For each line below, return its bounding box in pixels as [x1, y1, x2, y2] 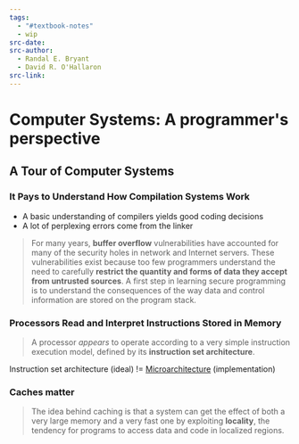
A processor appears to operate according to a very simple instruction [30, 336, 291, 348]
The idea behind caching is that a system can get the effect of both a [30, 407, 286, 417]
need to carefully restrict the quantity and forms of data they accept [30, 266, 288, 276]
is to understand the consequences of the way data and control [30, 284, 265, 295]
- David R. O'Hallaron [17, 63, 102, 72]
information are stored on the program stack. [30, 294, 196, 305]
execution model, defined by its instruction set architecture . [30, 346, 255, 357]
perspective [9, 128, 101, 148]
